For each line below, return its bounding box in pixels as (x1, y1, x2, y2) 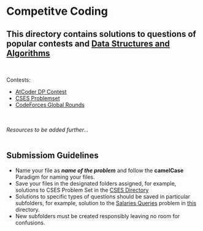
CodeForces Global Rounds (15, 101, 85, 108)
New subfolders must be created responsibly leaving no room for (15, 212, 180, 219)
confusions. (15, 219, 45, 226)
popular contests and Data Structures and (6, 38, 170, 49)
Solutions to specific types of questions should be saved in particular (15, 192, 190, 200)
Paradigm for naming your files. (15, 173, 95, 181)
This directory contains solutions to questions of (6, 29, 196, 39)
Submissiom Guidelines (6, 151, 99, 161)
